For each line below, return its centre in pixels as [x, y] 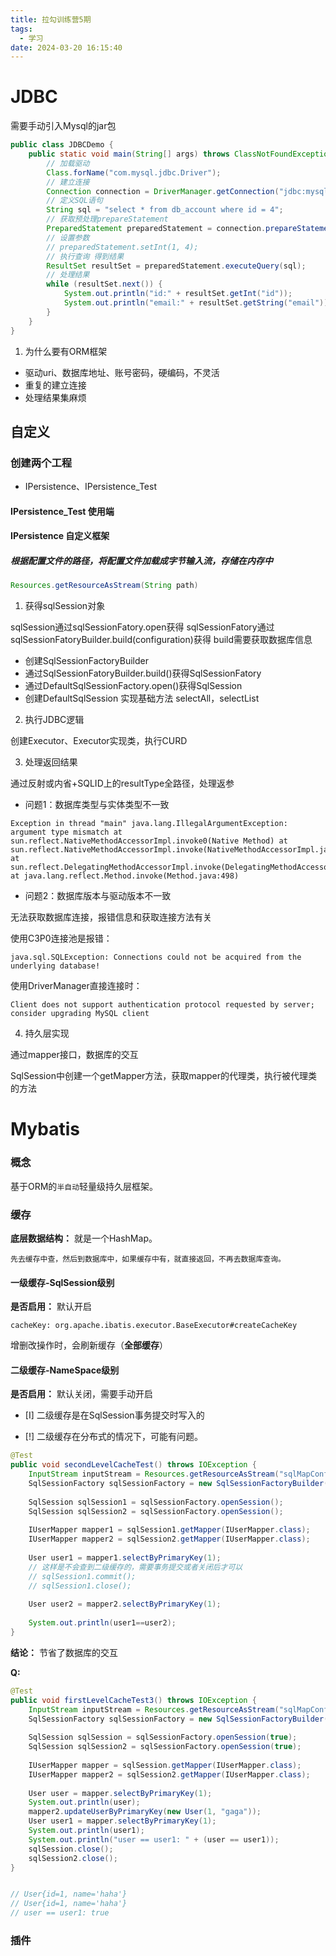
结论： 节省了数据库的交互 [64, 1652]
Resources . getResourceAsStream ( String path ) [104, 586]
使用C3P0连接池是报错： [61, 938]
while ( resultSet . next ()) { [104, 284]
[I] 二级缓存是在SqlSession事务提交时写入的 [114, 1415]
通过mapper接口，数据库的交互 [74, 1055]
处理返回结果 [51, 762]
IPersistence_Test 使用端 [62, 511]
